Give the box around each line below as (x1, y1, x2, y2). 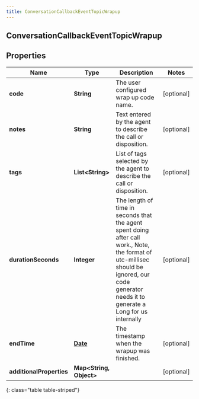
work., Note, (115, 241, 150, 249)
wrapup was (115, 346, 150, 355)
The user (115, 78, 141, 87)
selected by (115, 157, 149, 165)
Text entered (115, 110, 151, 119)
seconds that (115, 211, 152, 219)
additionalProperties (9, 367, 68, 375)
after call (115, 233, 140, 241)
